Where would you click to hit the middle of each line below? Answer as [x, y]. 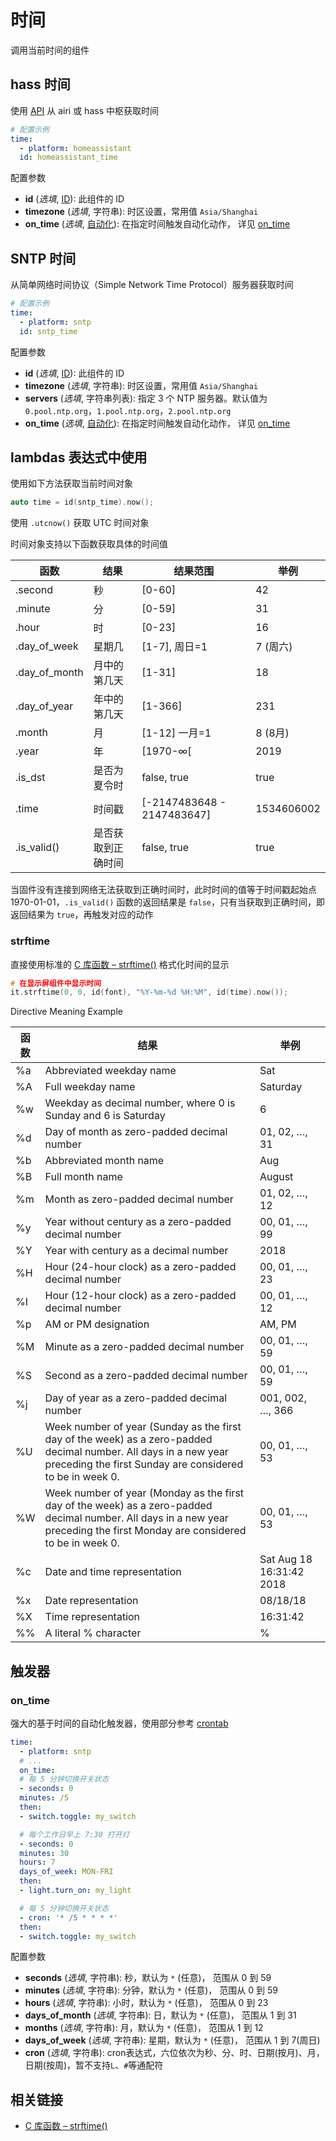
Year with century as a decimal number [136, 1251]
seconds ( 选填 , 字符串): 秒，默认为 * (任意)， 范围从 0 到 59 [148, 1978]
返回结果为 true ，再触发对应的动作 [82, 915]
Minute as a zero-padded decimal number [144, 1347]
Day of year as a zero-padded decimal [136, 1398]
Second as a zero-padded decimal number [146, 1376]
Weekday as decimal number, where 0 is [140, 1103]
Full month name [83, 1177]
